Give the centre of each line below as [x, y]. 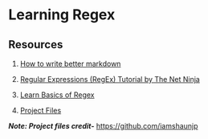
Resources [36, 45]
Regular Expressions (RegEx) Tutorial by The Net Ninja [110, 79]
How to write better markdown [70, 63]
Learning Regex [62, 15]
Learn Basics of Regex [57, 95]
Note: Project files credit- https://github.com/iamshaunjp [103, 126]
